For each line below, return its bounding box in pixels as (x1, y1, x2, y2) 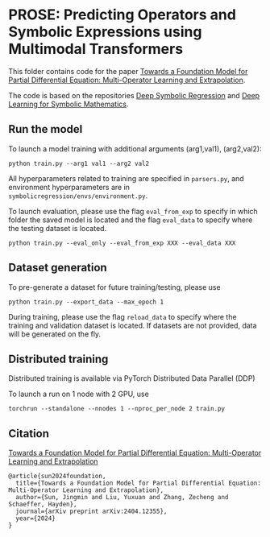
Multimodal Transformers (8, 40, 184, 58)
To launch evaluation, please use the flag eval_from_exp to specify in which (8, 206, 258, 216)
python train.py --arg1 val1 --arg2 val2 (8, 159, 150, 167)
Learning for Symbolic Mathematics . (8, 99, 129, 109)
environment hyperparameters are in (8, 182, 131, 192)
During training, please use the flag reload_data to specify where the (8, 312, 237, 321)
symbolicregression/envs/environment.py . (8, 191, 148, 200)
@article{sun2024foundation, (8, 473, 106, 481)
